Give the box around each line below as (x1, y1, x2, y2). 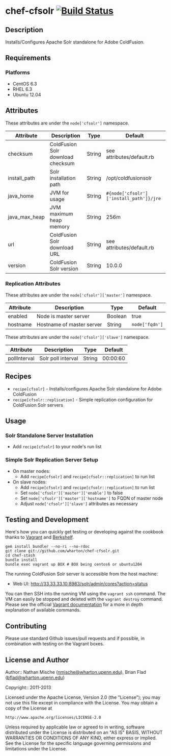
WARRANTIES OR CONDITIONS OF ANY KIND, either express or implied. (5, 735, 157, 741)
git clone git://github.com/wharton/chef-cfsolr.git (5, 549, 120, 554)
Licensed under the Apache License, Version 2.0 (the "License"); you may (5, 694, 161, 700)
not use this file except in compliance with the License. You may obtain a (5, 700, 158, 706)
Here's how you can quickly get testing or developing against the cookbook (5, 529, 164, 535)
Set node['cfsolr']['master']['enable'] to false (20, 490, 123, 496)
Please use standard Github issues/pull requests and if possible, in (5, 636, 145, 642)
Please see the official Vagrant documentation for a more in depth (5, 601, 144, 607)
